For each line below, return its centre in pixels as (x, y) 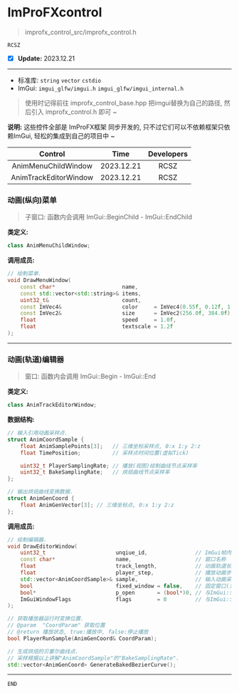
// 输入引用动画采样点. (38, 433)
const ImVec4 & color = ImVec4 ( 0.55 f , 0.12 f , (122, 307)
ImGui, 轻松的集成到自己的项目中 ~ (64, 136)
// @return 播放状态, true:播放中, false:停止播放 (78, 632)
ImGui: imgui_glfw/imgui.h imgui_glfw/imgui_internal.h (100, 88)
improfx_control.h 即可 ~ (81, 112)
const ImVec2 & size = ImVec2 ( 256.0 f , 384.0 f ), (127, 313)
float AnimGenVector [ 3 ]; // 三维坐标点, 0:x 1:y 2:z (97, 505)
